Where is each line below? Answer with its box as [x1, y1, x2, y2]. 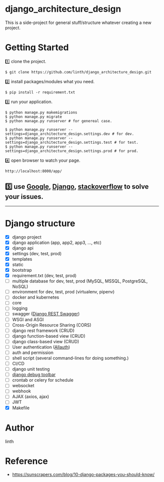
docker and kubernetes [12, 294, 60, 300]
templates [12, 256, 33, 262]
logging [12, 306, 28, 311]
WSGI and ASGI [12, 316, 44, 322]
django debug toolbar [12, 372, 56, 377]
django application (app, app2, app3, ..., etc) [12, 240, 102, 245]
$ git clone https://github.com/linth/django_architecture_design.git [5, 69, 152, 74]
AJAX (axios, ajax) [12, 394, 49, 399]
